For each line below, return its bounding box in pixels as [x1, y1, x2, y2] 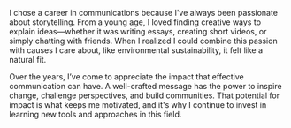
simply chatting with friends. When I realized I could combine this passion [9, 35, 278, 46]
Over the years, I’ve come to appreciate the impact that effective [9, 72, 245, 82]
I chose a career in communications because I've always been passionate [9, 8, 279, 18]
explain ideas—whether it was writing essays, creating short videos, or [9, 26, 267, 36]
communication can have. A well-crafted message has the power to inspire [9, 81, 282, 91]
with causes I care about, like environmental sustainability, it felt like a [9, 45, 264, 56]
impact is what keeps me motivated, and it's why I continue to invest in [9, 100, 267, 109]
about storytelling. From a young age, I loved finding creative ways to [9, 17, 262, 27]
